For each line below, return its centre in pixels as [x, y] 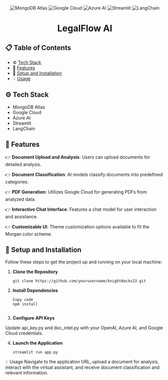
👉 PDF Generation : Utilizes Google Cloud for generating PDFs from [76, 192]
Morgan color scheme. [29, 234]
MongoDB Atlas [29, 107]
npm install [25, 304]
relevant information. [27, 373]
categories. [17, 181]
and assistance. [22, 216]
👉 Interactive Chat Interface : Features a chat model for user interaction [81, 209]
